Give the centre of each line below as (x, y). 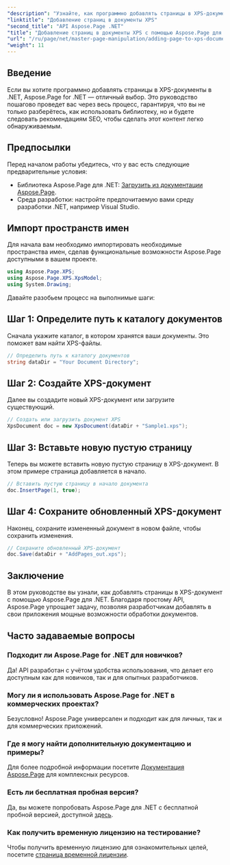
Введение (29, 73)
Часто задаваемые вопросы (71, 636)
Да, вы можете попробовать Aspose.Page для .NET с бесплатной (103, 807)
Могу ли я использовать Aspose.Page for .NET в (91, 695)
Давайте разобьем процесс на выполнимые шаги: (81, 298)
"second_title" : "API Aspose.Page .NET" (66, 26)
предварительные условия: (47, 171)
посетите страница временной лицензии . (68, 854)
